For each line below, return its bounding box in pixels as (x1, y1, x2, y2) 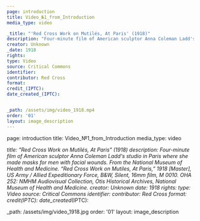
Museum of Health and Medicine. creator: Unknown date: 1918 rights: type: (7, 184, 191, 191)
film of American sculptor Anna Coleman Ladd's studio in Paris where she (7, 152, 189, 159)
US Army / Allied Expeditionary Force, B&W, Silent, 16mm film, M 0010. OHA (7, 171, 192, 178)
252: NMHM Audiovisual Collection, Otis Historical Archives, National (7, 178, 177, 185)
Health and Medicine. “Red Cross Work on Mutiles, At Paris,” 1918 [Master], (7, 165, 192, 172)
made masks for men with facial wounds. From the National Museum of (7, 159, 183, 166)
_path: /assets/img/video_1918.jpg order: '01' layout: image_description (7, 208, 179, 215)
